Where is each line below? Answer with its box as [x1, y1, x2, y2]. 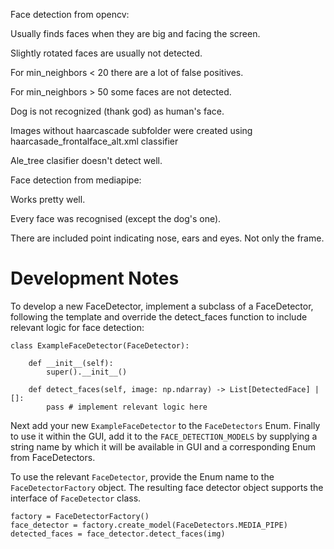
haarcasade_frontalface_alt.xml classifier [10, 135, 179, 147]
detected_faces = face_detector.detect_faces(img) [10, 529, 226, 539]
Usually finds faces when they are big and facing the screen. [10, 28, 261, 39]
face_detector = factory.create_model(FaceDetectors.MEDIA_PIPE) [10, 520, 288, 530]
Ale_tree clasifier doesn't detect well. [10, 155, 163, 166]
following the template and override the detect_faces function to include [10, 310, 308, 323]
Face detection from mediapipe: [10, 174, 142, 186]
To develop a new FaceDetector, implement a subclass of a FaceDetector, [10, 300, 314, 312]
